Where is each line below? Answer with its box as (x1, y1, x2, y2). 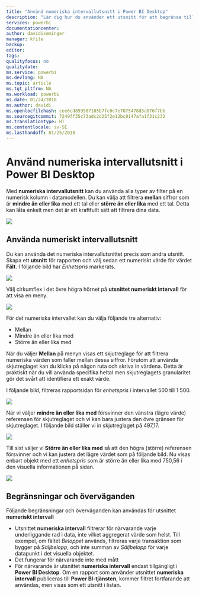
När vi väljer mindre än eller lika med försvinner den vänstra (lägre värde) (6, 409, 187, 416)
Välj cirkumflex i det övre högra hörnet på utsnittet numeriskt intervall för (6, 285, 187, 293)
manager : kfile (6, 36, 44, 42)
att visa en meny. (6, 291, 48, 299)
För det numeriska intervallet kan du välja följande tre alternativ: (6, 314, 162, 322)
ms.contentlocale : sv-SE (6, 124, 68, 130)
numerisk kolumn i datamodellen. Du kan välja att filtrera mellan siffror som (6, 194, 190, 201)
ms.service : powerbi (6, 69, 57, 75)
